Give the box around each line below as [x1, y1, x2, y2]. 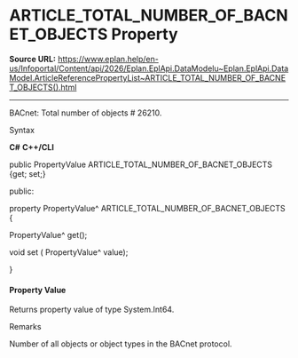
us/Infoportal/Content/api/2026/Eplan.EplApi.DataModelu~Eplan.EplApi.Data [9, 63, 289, 74]
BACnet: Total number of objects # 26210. [9, 107, 162, 118]
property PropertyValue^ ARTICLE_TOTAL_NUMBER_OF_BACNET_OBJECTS [9, 203, 286, 213]
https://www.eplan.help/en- [57, 53, 160, 64]
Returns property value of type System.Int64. [9, 304, 175, 315]
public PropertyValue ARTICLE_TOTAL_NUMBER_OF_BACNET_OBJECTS [9, 159, 273, 170]
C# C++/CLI [9, 141, 55, 152]
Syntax [9, 124, 35, 135]
